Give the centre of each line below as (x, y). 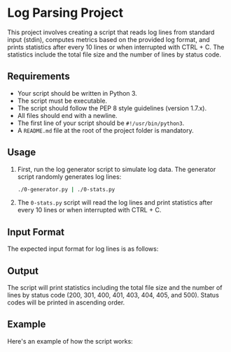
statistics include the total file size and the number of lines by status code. (114, 54)
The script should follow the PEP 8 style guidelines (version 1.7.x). (112, 108)
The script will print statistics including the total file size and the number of (115, 288)
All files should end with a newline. (67, 115)
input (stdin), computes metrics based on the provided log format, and (108, 39)
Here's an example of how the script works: (70, 341)
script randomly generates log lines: (69, 177)
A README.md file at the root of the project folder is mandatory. (105, 130)
